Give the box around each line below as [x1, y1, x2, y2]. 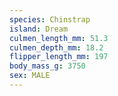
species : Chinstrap [9, 14, 91, 25]
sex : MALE [9, 71, 51, 81]
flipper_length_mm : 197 [9, 52, 109, 62]
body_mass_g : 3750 [9, 61, 86, 71]
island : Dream [9, 24, 69, 34]
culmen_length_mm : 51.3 [9, 33, 109, 43]
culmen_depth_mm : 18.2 [9, 42, 104, 53]
